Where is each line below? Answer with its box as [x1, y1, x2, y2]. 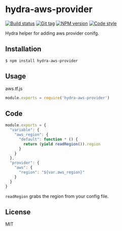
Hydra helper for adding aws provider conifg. [5, 30, 100, 36]
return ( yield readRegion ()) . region [23, 141, 101, 146]
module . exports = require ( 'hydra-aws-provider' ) [5, 95, 110, 100]
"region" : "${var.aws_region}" [18, 170, 85, 175]
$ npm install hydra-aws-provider [5, 58, 78, 63]
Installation [5, 45, 42, 54]
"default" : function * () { [18, 137, 78, 142]
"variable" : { [10, 128, 39, 133]
